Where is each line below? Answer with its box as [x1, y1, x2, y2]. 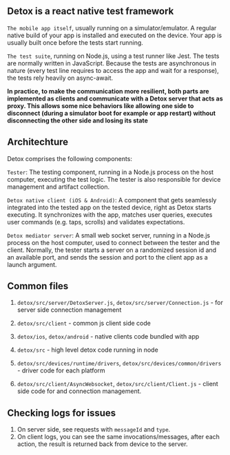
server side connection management [17, 306, 122, 314]
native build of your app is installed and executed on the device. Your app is [7, 31, 222, 39]
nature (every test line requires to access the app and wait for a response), [7, 66, 219, 74]
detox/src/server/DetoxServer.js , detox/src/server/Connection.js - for [17, 299, 224, 307]
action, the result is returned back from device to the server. [17, 440, 188, 448]
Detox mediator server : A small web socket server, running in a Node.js [7, 231, 211, 240]
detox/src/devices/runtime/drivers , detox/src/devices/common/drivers [17, 359, 222, 368]
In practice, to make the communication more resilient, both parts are [7, 87, 209, 95]
